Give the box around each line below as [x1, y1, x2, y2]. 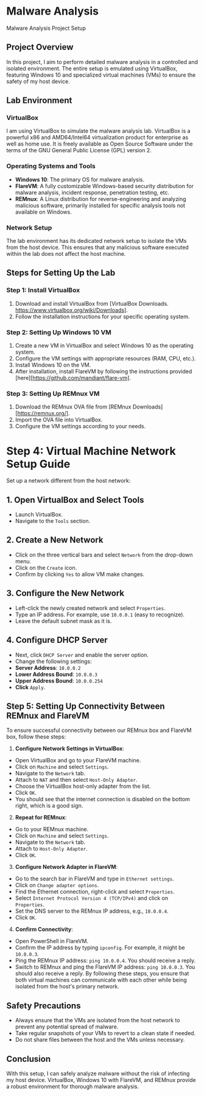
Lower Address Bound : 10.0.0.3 [15, 670, 98, 678]
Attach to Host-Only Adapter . [15, 845, 88, 852]
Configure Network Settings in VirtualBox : [15, 745, 125, 753]
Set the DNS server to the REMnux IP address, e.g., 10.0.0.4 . [15, 907, 169, 915]
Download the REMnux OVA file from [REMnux [15, 403, 132, 410]
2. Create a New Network [6, 535, 104, 546]
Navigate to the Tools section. [15, 518, 90, 525]
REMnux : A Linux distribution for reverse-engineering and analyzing [15, 195, 187, 202]
